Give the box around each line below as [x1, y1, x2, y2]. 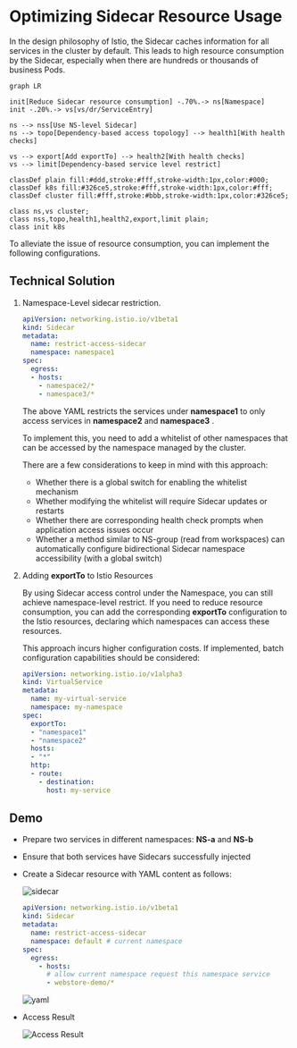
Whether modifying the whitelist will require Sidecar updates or [35, 495, 268, 506]
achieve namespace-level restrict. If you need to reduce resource [21, 596, 263, 607]
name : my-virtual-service [30, 695, 127, 704]
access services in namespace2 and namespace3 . [21, 415, 215, 426]
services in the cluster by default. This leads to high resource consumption [9, 45, 285, 55]
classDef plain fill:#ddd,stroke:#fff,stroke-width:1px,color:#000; [9, 175, 269, 184]
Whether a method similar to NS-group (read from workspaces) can [35, 534, 285, 545]
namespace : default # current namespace [30, 936, 183, 945]
